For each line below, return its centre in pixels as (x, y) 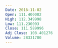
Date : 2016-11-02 (23, 10)
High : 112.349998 (23, 19)
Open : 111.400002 (23, 14)
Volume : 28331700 (23, 38)
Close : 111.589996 (24, 28)
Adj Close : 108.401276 (29, 33)
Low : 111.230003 (22, 24)
